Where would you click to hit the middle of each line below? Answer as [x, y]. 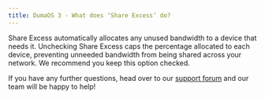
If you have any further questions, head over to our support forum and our [129, 78]
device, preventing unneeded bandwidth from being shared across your [125, 54]
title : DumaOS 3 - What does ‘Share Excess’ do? [90, 15]
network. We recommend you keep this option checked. [99, 63]
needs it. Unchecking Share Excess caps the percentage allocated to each [129, 46]
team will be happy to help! [52, 86]
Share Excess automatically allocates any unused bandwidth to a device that [132, 38]
